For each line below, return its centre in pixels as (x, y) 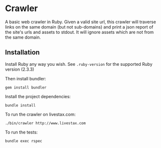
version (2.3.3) (20, 69)
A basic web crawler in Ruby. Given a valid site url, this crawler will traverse (81, 22)
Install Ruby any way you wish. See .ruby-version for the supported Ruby (79, 64)
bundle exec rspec (24, 141)
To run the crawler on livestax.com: (40, 114)
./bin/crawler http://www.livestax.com (45, 123)
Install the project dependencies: (38, 96)
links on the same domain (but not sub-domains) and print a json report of (79, 27)
